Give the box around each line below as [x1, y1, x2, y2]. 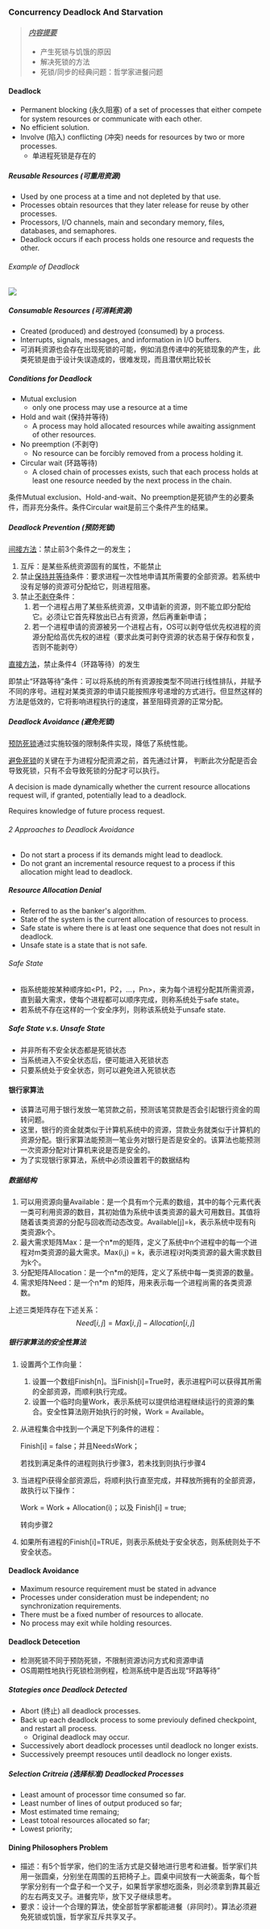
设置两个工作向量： [19, 1359, 85, 1369]
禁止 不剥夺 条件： [19, 592, 77, 601]
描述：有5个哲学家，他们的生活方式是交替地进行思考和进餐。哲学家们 [19, 1861, 251, 1871]
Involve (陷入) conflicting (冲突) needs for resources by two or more [19, 132, 246, 142]
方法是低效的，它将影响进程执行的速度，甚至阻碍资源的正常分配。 [8, 697, 227, 706]
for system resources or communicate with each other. [19, 114, 203, 123]
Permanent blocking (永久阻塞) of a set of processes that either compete [19, 105, 262, 115]
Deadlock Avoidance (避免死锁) [8, 717, 115, 726]
